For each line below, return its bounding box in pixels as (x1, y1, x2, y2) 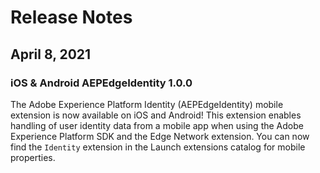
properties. (10, 151, 56, 163)
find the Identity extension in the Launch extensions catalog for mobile (10, 141, 306, 153)
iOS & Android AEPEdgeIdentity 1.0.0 (10, 76, 193, 90)
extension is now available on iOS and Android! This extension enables (10, 109, 302, 121)
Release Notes (10, 6, 133, 29)
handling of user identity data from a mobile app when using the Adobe (10, 119, 304, 131)
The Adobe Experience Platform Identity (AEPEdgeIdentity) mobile (10, 98, 284, 110)
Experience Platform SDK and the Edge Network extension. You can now (10, 130, 310, 142)
